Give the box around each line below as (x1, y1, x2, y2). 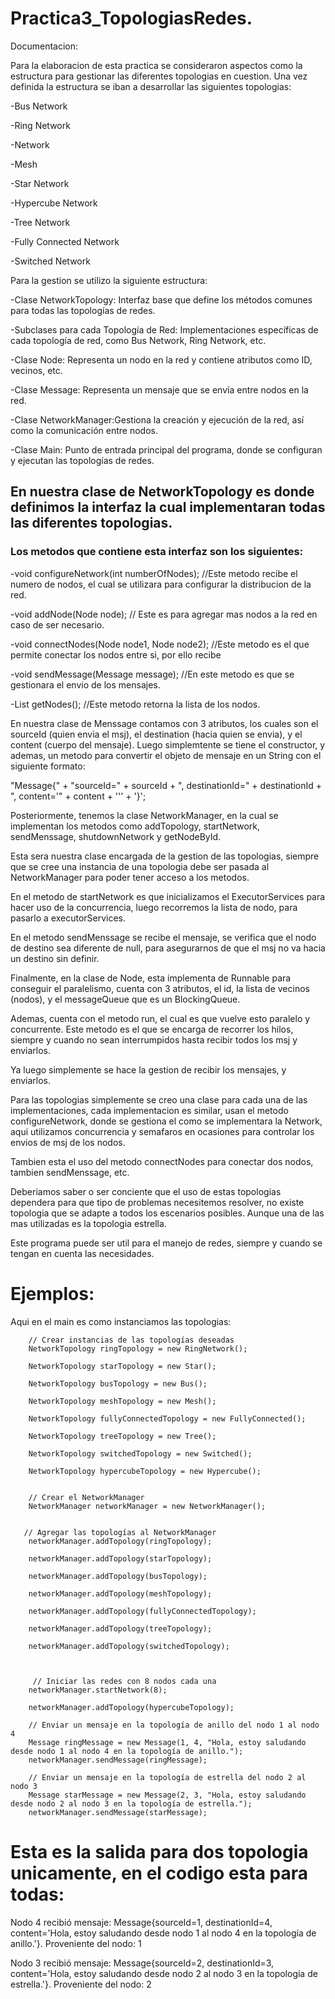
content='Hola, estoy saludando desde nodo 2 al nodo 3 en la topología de (10, 1967, 318, 1979)
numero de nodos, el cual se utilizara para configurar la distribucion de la (10, 578, 312, 590)
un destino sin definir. (10, 952, 100, 964)
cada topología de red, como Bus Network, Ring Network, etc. (10, 334, 267, 346)
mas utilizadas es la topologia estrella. (10, 1217, 167, 1229)
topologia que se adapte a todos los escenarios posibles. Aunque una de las (10, 1207, 325, 1219)
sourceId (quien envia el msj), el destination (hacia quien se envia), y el (10, 728, 303, 740)
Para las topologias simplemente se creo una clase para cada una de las (10, 1093, 308, 1106)
